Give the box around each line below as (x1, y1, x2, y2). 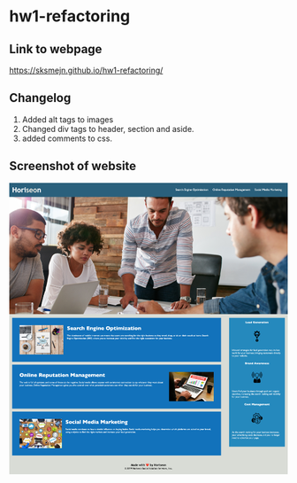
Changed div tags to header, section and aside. (21, 123, 194, 134)
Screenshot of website (9, 159, 137, 174)
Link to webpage (9, 42, 103, 57)
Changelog (9, 90, 72, 105)
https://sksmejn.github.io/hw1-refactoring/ (9, 65, 164, 75)
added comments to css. (21, 133, 113, 144)
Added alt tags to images (21, 113, 114, 125)
